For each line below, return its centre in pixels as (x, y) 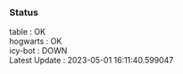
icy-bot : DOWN (38, 51)
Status (24, 12)
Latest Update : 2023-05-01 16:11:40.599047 (91, 61)
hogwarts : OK (36, 41)
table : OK (28, 32)
